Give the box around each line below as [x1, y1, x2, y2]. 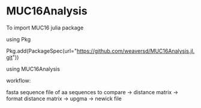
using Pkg [6, 35, 31, 43]
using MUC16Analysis [6, 65, 60, 73]
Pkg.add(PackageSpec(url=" [6, 47, 77, 55]
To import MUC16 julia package [6, 24, 84, 31]
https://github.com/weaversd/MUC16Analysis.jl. [76, 47, 195, 55]
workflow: [6, 77, 31, 84]
